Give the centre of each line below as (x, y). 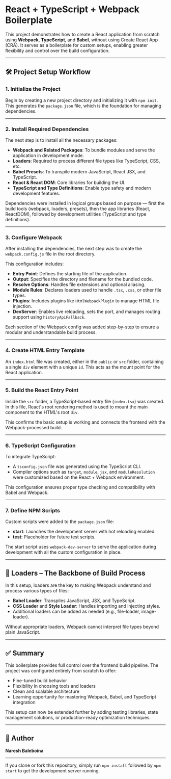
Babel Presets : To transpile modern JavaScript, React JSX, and (79, 171)
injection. (22, 306)
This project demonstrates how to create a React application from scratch (82, 34)
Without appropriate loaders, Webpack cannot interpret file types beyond (82, 627)
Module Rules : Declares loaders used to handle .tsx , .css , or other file (87, 290)
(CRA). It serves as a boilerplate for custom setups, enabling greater (77, 45)
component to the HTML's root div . (42, 412)
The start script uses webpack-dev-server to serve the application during (81, 547)
